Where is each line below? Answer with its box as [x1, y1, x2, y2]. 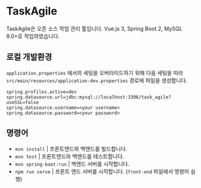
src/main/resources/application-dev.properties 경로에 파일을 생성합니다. [6, 77, 188, 84]
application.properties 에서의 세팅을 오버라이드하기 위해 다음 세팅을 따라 [6, 69, 183, 76]
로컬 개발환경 [6, 52, 53, 62]
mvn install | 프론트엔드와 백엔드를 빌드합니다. [14, 145, 128, 152]
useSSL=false [6, 99, 39, 105]
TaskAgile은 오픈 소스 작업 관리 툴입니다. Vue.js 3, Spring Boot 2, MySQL [6, 25, 183, 32]
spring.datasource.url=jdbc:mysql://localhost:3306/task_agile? [6, 94, 171, 100]
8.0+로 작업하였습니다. [6, 32, 60, 40]
